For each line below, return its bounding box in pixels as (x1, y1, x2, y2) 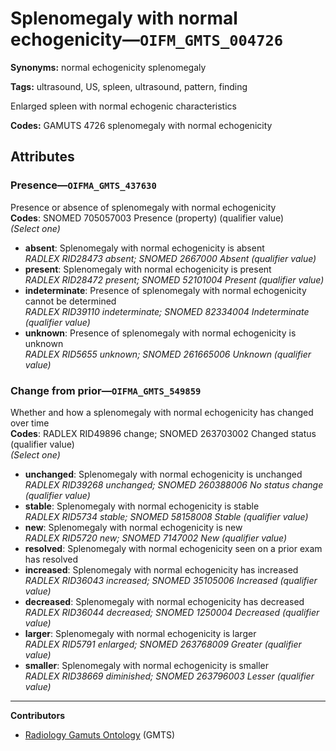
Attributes (10, 148, 75, 166)
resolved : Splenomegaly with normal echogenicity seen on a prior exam (24, 542, 323, 554)
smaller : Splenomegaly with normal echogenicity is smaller (24, 659, 270, 671)
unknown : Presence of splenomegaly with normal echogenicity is (24, 327, 297, 339)
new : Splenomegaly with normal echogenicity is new (24, 521, 243, 533)
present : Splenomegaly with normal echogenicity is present (24, 263, 272, 275)
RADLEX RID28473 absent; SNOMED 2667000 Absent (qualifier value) (24, 252, 317, 264)
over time (10, 417, 50, 429)
